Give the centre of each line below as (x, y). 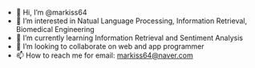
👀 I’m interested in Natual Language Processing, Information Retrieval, (131, 21)
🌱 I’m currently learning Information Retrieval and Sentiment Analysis (129, 38)
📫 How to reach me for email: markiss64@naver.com (105, 55)
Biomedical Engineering (55, 29)
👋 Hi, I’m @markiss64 (51, 12)
